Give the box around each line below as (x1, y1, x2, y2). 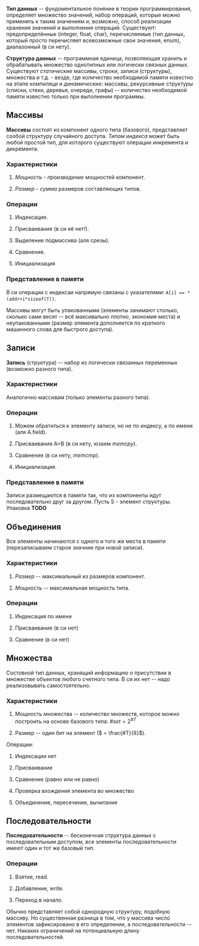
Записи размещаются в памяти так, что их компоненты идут (6, 492, 161, 499)
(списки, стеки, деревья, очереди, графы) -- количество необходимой (6, 87, 187, 93)
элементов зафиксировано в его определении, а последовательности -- (6, 920, 192, 927)
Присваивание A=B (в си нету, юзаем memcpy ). (14, 440, 137, 447)
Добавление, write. (14, 884, 64, 892)
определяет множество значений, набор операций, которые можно (6, 11, 180, 19)
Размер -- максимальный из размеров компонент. (14, 572, 145, 579)
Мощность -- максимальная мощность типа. (14, 584, 130, 591)
